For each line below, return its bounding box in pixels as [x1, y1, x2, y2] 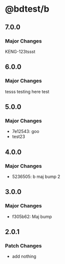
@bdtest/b [5, 3, 49, 15]
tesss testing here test [5, 88, 49, 94]
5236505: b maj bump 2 [12, 174, 61, 179]
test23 [12, 133, 25, 140]
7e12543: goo [12, 129, 40, 134]
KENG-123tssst [5, 48, 35, 54]
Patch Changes [5, 242, 42, 249]
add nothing [12, 253, 36, 260]
